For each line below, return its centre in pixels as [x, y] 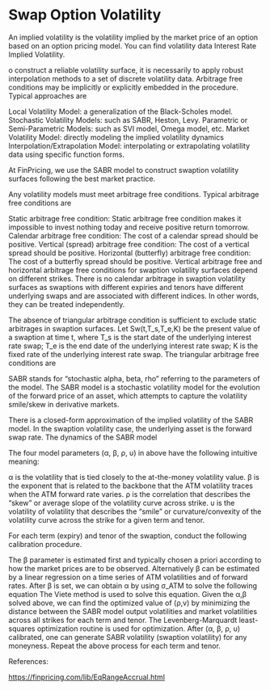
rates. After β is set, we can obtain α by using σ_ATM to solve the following [133, 585]
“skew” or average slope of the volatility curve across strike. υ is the [122, 503]
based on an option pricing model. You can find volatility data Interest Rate [133, 45]
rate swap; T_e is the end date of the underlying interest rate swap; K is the [133, 346]
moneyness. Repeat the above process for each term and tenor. [114, 646]
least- [249, 620]
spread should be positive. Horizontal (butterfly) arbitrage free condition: [130, 253]
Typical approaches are [48, 95]
